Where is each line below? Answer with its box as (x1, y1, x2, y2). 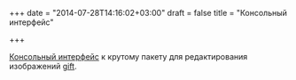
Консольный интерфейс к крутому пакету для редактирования (9, 52, 248, 61)
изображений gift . (9, 61, 77, 71)
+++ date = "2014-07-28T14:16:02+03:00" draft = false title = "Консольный (9, 8, 288, 18)
